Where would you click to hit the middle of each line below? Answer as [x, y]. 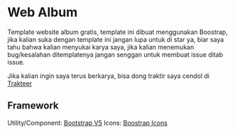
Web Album [43, 12]
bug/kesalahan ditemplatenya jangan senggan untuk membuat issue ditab [115, 55]
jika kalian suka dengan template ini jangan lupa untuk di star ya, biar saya [116, 39]
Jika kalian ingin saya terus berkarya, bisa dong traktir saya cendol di [108, 76]
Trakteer [20, 83]
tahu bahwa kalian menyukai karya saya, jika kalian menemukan [101, 47]
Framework [33, 106]
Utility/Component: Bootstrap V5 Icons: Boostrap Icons [88, 123]
